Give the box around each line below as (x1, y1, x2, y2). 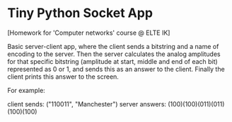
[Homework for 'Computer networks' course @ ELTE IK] (7, 28, 170, 37)
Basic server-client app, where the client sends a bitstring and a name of (7, 42, 219, 50)
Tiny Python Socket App (7, 5, 153, 21)
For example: (7, 86, 46, 94)
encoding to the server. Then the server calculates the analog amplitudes (7, 50, 221, 58)
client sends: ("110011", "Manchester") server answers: (7, 99, 167, 108)
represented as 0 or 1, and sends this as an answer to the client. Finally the (7, 65, 225, 73)
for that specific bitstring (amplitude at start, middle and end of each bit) (7, 57, 218, 65)
